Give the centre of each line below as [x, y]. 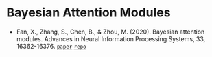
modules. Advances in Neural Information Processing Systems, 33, [111, 38]
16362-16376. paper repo [51, 46]
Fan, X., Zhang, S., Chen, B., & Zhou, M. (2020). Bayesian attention [110, 32]
